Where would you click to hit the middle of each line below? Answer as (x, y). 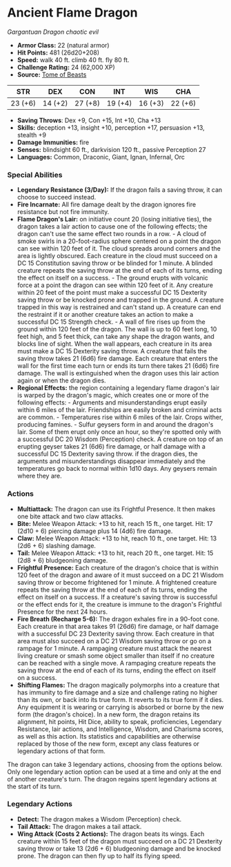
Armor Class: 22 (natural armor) (63, 45)
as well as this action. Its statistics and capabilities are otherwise (109, 736)
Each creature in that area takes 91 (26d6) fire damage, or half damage (118, 626)
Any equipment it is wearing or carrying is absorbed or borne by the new (120, 707)
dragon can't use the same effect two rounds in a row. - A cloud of (112, 234)
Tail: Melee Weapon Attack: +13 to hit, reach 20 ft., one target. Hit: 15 (115, 553)
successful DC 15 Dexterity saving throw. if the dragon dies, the (107, 454)
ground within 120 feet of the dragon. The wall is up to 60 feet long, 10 (117, 329)
